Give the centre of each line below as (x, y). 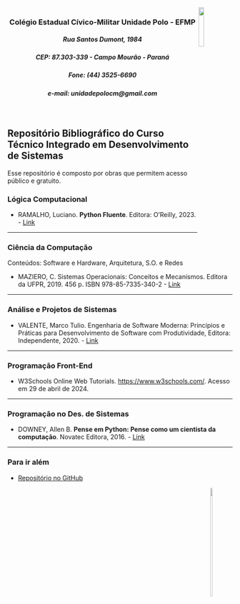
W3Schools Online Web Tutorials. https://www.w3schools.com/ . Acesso (124, 381)
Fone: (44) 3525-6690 (102, 75)
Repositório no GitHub (50, 478)
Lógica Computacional (47, 199)
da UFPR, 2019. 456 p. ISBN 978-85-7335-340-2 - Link (99, 284)
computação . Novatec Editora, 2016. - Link (81, 437)
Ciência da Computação (50, 248)
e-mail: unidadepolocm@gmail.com (102, 93)
